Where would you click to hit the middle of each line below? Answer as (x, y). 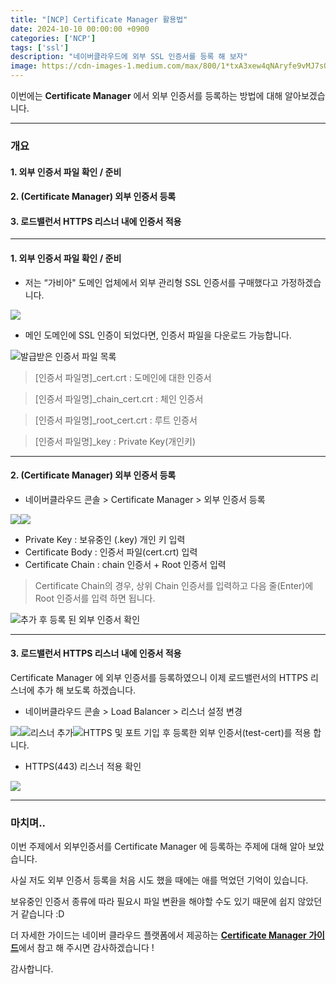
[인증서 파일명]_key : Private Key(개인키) (115, 441)
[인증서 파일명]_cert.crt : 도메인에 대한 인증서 (123, 377)
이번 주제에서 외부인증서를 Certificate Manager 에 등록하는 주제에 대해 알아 (158, 847)
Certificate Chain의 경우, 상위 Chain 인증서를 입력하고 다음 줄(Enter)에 (174, 585)
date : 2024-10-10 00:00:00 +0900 (80, 29)
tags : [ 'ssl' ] (40, 47)
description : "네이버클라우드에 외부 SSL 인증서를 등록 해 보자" (129, 57)
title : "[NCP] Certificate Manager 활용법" (99, 19)
